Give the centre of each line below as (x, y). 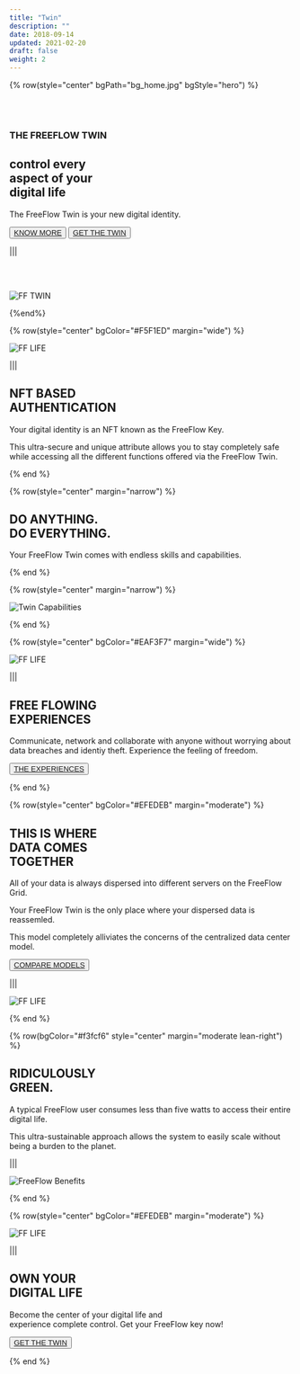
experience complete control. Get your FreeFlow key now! (116, 1324)
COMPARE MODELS (49, 964)
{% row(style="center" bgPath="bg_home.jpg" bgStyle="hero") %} (134, 85)
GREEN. (31, 1088)
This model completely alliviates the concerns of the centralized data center (150, 937)
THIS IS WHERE (53, 833)
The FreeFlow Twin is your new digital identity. (95, 214)
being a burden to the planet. (63, 1146)
